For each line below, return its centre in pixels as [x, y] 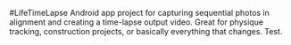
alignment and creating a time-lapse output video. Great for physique [137, 22]
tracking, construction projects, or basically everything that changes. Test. [146, 31]
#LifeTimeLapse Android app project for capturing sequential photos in [140, 13]
